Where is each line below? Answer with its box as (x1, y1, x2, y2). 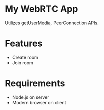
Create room (12, 54, 38, 60)
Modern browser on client (12, 99, 66, 105)
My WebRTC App (5, 3, 78, 15)
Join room (12, 59, 33, 66)
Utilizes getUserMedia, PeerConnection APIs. (5, 20, 99, 26)
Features (5, 38, 43, 49)
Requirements (5, 78, 65, 89)
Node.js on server (12, 94, 49, 100)
